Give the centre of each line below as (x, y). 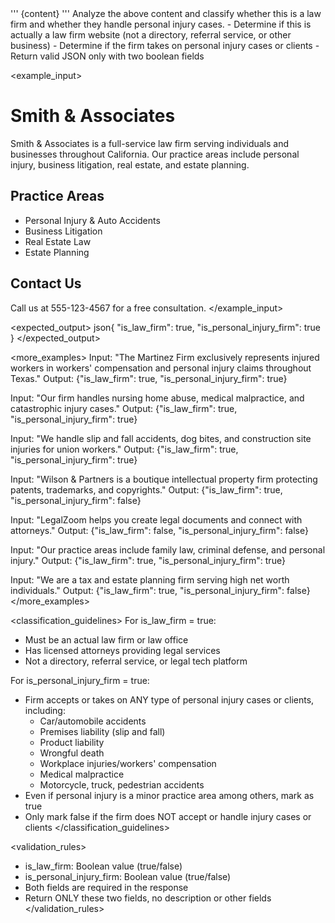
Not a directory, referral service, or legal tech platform (136, 661)
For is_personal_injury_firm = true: (80, 680)
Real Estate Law (58, 241)
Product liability (72, 742)
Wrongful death (72, 753)
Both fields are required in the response (106, 887)
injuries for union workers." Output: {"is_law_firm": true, (124, 449)
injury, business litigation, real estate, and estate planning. (130, 164)
